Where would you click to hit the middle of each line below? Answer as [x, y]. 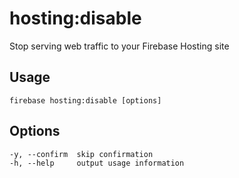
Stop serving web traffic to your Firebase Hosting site [119, 46]
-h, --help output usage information [97, 163]
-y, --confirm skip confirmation [81, 154]
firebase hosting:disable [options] [85, 100]
